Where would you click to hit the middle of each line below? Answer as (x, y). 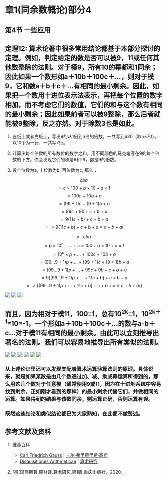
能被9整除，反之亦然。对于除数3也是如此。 (72, 124)
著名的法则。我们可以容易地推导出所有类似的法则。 (84, 343)
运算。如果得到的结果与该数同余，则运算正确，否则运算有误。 (79, 399)
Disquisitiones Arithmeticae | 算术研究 (59, 462)
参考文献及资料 (28, 432)
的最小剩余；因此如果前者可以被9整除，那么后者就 (83, 114)
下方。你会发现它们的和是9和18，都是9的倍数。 (70, 160)
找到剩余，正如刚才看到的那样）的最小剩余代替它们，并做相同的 (82, 392)
